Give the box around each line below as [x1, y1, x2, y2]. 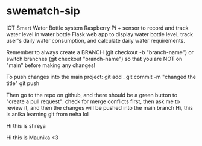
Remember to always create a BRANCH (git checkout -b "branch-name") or [6, 48, 194, 56]
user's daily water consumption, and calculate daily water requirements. [6, 37, 186, 44]
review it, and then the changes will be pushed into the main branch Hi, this [6, 104, 193, 111]
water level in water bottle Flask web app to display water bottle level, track [6, 30, 194, 37]
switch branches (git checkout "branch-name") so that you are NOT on [6, 55, 183, 62]
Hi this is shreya [6, 122, 46, 129]
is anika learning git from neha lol [6, 110, 89, 118]
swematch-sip [6, 4, 80, 18]
